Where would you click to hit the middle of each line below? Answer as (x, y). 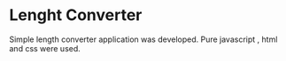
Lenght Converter (76, 15)
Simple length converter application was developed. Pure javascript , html (143, 39)
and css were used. (45, 48)
